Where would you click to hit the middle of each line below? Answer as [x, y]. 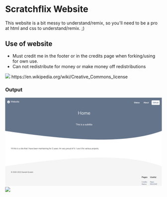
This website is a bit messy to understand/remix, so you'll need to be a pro [82, 23]
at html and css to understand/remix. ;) [45, 28]
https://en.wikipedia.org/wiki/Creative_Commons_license [70, 77]
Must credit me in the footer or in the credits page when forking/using [84, 56]
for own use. [25, 61]
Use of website [29, 44]
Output [14, 90]
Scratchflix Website [47, 9]
